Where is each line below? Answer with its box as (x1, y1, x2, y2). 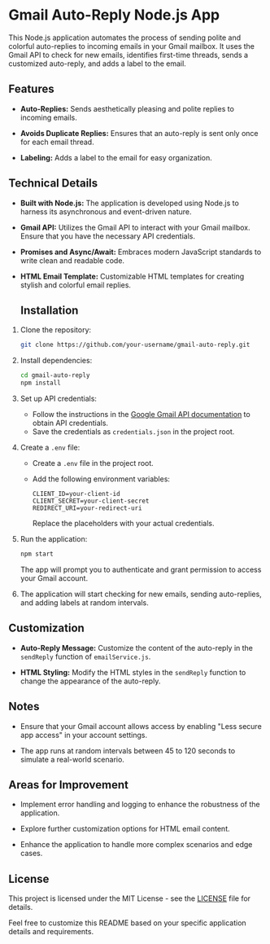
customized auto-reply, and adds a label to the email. (8, 59, 187, 68)
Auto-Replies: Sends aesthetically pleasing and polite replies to (20, 103, 234, 113)
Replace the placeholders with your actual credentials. (32, 519, 215, 528)
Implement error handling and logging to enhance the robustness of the (20, 800, 260, 810)
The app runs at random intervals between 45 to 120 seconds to (20, 745, 236, 755)
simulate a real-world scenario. (20, 754, 124, 764)
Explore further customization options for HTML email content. (20, 824, 230, 834)
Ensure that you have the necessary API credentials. (20, 231, 195, 241)
